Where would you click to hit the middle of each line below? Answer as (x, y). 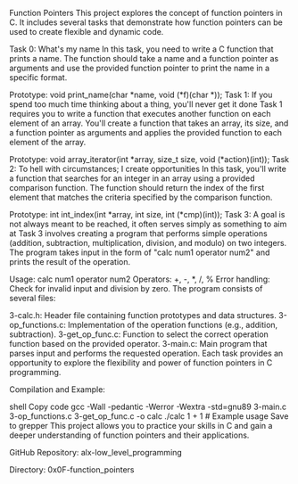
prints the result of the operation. (70, 262)
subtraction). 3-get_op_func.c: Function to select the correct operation (139, 334)
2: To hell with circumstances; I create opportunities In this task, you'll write (148, 169)
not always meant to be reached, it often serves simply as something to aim (148, 224)
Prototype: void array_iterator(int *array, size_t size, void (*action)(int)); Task (149, 159)
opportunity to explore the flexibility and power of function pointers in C (141, 363)
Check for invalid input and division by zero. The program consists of (136, 288)
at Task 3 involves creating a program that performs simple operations (138, 234)
